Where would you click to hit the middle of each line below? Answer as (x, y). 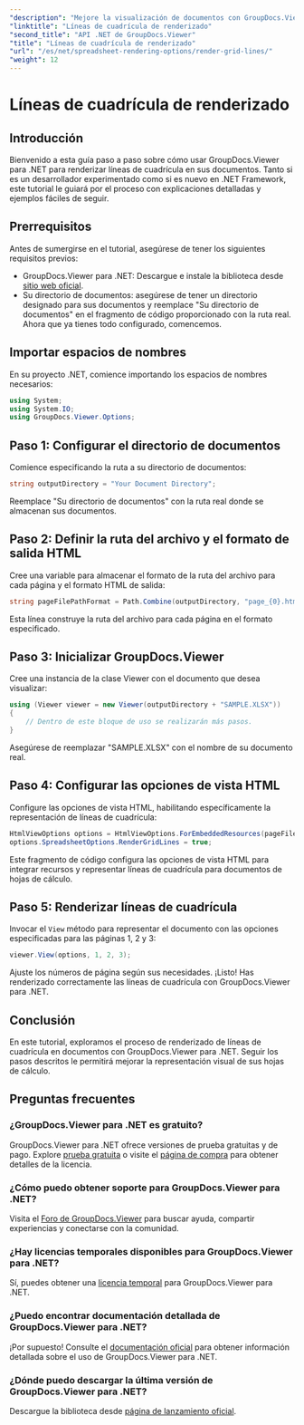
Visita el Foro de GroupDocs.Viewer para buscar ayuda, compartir (132, 1218)
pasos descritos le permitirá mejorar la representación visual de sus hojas (147, 1061)
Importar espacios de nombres (98, 353)
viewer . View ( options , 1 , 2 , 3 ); (70, 955)
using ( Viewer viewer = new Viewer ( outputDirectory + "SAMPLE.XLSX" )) (145, 705)
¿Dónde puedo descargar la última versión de (111, 1380)
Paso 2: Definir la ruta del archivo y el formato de (149, 539)
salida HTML (45, 554)
